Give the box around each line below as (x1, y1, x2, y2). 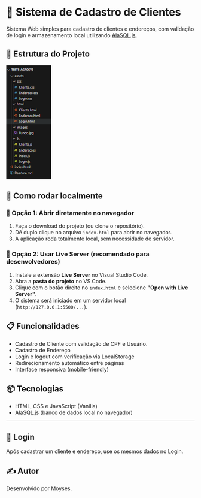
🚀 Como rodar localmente (6, 191, 103, 201)
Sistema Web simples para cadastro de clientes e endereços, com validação (6, 25, 194, 32)
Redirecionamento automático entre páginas (14, 359, 124, 366)
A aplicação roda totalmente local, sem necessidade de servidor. (14, 235, 175, 242)
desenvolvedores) (6, 258, 60, 266)
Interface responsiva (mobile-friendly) (14, 366, 109, 373)
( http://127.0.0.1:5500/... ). (14, 303, 88, 310)
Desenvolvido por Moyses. (6, 485, 72, 492)
